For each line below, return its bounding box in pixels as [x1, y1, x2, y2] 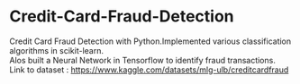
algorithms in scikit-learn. [9, 45, 105, 55]
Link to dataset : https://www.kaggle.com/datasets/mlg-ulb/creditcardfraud [9, 64, 289, 75]
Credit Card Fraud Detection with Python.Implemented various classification [9, 36, 292, 46]
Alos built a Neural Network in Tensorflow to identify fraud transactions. [9, 55, 277, 65]
